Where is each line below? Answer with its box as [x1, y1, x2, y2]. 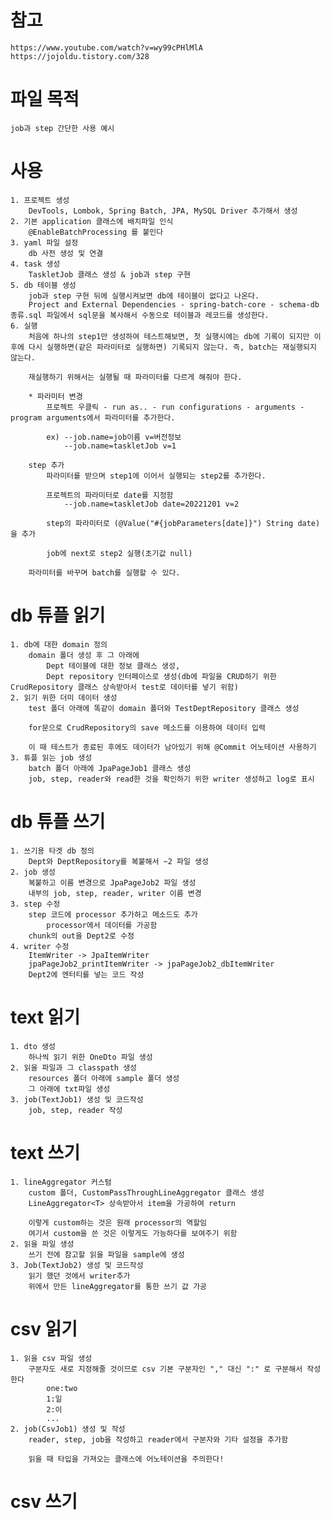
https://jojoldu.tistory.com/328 [10, 51, 150, 61]
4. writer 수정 [10, 941, 70, 951]
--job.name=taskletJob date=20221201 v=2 [63, 499, 240, 509]
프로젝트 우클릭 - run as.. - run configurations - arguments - [46, 402, 305, 412]
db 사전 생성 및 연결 [28, 248, 104, 258]
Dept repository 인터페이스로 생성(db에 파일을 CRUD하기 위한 [46, 671, 277, 681]
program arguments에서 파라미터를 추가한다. [10, 412, 176, 423]
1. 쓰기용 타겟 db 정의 [10, 846, 95, 856]
